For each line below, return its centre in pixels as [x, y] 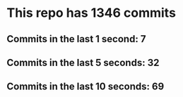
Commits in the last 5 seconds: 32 [83, 62]
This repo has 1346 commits [91, 13]
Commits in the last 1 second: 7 [76, 39]
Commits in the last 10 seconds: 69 [85, 87]
